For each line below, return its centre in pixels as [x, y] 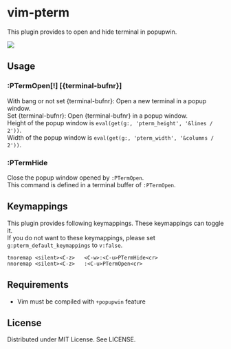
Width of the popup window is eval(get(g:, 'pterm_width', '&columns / [111, 137]
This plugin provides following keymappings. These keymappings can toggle [115, 223]
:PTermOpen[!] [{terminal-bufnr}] [65, 86]
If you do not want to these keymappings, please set [81, 237]
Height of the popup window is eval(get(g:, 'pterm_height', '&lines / [110, 123]
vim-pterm [38, 13]
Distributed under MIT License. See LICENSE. [71, 339]
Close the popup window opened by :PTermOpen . [76, 178]
